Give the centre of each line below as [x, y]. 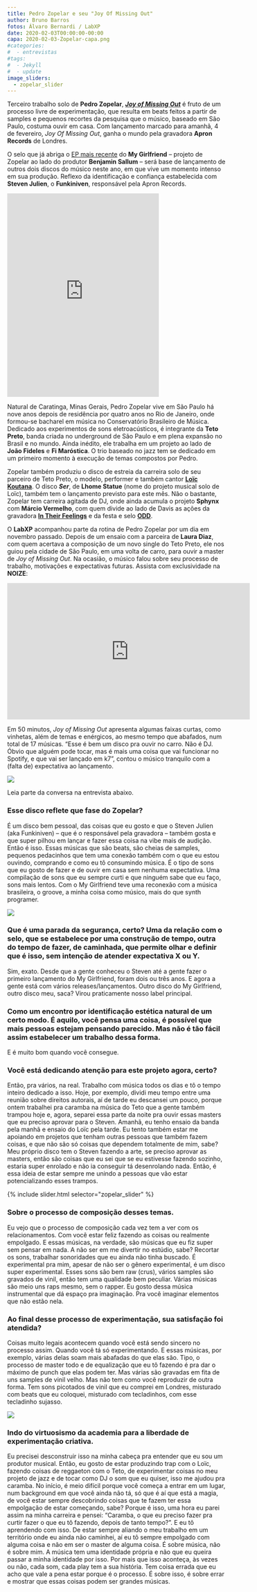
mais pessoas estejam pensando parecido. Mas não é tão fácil [114, 1028]
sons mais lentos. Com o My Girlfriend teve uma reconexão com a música [113, 885]
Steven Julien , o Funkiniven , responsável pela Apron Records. [97, 184]
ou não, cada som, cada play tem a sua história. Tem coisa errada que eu [112, 1567]
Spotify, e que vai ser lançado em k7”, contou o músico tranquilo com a [109, 759]
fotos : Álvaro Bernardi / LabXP [54, 26]
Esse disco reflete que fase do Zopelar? [75, 811]
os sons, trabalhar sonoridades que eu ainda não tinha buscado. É [101, 1257]
